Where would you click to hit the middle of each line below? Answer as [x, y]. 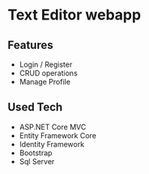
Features [30, 45]
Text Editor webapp [74, 15]
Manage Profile [45, 82]
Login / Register [46, 64]
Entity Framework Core [57, 135]
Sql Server [37, 161]
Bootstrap [36, 153]
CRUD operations [48, 73]
